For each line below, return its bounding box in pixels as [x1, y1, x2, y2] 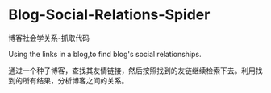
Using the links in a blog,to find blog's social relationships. [8, 49, 202, 59]
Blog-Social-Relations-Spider [8, 6, 211, 24]
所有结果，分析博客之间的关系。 [22, 75, 129, 85]
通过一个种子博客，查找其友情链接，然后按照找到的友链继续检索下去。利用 [8, 66, 256, 75]
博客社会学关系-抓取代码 [8, 33, 90, 42]
